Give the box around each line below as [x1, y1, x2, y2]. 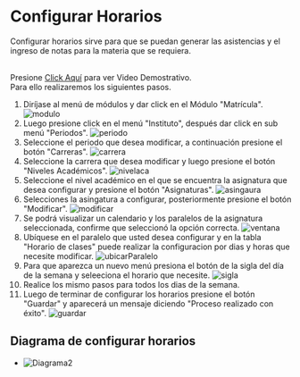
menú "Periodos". [22, 127, 88, 138]
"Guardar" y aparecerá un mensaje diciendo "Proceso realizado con [22, 297, 274, 309]
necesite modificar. [22, 250, 95, 261]
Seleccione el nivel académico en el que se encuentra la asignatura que [22, 174, 288, 185]
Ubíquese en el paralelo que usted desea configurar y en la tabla [22, 231, 262, 242]
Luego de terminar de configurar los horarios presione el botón [22, 289, 255, 299]
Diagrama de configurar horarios [10, 333, 196, 349]
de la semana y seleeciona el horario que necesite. [22, 270, 211, 281]
